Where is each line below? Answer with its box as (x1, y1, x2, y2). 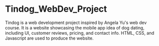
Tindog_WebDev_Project (5, 3, 107, 15)
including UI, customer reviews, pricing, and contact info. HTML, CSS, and (5, 30, 155, 36)
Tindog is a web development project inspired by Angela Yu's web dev (5, 20, 147, 25)
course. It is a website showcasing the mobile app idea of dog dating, (5, 24, 145, 30)
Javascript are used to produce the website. (5, 35, 94, 41)
